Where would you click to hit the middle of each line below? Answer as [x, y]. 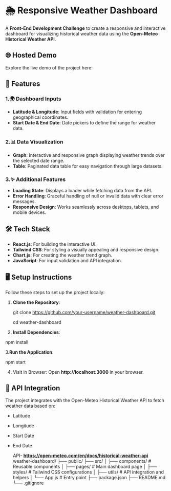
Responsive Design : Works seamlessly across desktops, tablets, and [86, 207]
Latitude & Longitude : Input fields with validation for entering [77, 112]
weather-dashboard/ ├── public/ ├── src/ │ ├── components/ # [82, 461]
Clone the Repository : [36, 302]
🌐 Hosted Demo [31, 55]
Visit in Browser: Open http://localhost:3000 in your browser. [78, 372]
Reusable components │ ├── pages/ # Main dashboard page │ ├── [85, 467]
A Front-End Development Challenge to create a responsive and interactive [85, 28]
